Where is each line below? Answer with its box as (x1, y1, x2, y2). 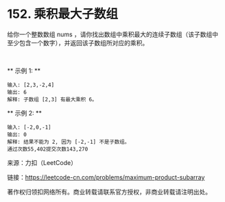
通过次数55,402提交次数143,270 (7, 145, 88, 153)
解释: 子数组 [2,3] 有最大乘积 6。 (7, 96, 97, 103)
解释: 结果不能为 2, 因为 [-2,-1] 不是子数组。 (7, 138, 130, 145)
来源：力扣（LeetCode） (7, 158, 78, 166)
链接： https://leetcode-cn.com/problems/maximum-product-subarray (7, 173, 205, 181)
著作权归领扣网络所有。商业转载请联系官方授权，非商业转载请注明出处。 (7, 188, 211, 196)
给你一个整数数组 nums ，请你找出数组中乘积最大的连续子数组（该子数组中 (7, 30, 219, 38)
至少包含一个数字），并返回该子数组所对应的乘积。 (7, 38, 149, 47)
